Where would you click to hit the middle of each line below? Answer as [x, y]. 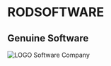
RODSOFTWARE [56, 12]
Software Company [62, 55]
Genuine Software [48, 38]
